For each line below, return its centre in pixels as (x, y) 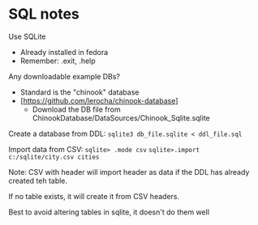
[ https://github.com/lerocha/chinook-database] (99, 100)
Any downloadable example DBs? (64, 76)
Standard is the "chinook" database (80, 92)
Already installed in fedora (64, 52)
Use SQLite (27, 36)
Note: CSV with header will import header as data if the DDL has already (129, 172)
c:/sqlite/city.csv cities (54, 157)
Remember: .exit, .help (58, 61)
